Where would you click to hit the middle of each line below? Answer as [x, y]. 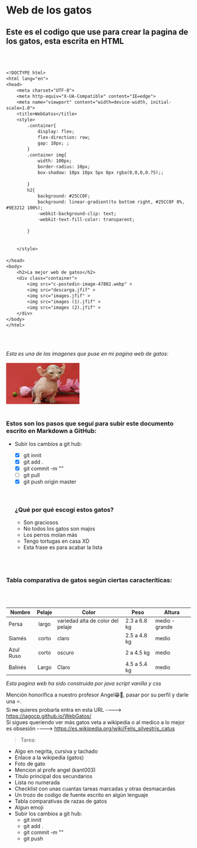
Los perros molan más [50, 535]
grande [164, 627]
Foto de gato [30, 763]
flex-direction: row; [64, 137]
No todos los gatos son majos [59, 529]
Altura [172, 612]
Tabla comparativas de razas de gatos [61, 801]
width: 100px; [55, 161]
